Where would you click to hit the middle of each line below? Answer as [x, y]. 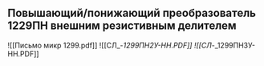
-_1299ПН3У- [234, 45]
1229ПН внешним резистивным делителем [122, 26]
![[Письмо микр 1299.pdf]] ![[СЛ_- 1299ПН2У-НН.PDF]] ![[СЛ [110, 45]
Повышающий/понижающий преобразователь [132, 13]
